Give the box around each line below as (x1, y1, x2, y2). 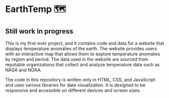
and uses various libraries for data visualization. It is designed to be (5, 82, 145, 88)
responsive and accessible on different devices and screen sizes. (5, 87, 141, 93)
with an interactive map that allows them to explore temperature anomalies (5, 51, 160, 57)
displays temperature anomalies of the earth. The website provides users (5, 46, 157, 51)
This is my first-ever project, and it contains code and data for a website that (5, 40, 164, 46)
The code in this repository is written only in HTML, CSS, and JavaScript (5, 77, 155, 82)
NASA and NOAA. (5, 67, 42, 73)
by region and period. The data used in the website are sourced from (5, 56, 149, 62)
